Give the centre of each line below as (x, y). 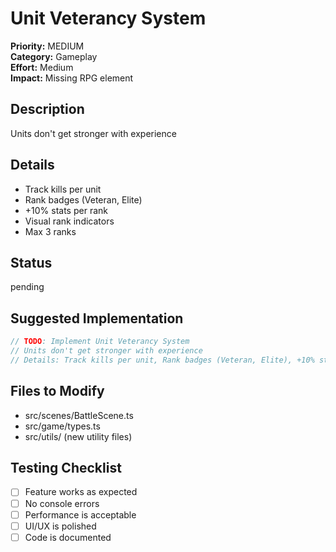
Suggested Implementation (97, 318)
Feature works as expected (81, 492)
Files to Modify (57, 391)
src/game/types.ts (62, 426)
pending (27, 287)
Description (47, 109)
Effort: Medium (42, 67)
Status (31, 262)
